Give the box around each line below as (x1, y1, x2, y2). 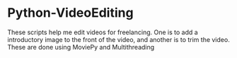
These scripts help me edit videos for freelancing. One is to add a (7, 28, 198, 36)
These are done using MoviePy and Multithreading (7, 43, 155, 51)
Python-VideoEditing (7, 5, 134, 21)
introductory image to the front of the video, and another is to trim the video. (7, 35, 230, 43)
